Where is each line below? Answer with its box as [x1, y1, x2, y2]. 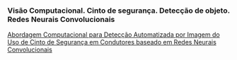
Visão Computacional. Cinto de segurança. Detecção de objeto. [7, 6, 230, 16]
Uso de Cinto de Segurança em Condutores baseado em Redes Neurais [7, 38, 217, 47]
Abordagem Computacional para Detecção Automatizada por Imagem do [7, 30, 221, 39]
